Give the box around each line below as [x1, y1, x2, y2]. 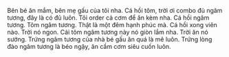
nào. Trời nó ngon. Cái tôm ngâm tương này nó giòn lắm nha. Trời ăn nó [7, 28, 208, 36]
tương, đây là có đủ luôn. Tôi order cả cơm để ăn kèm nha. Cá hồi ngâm [7, 14, 210, 22]
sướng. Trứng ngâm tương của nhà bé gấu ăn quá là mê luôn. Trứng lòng [7, 35, 212, 43]
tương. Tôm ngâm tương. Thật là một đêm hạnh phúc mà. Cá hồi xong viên [7, 21, 218, 28]
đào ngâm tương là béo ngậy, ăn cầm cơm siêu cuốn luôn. [7, 43, 171, 50]
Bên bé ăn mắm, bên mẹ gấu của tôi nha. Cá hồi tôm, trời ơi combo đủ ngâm [7, 7, 223, 14]
